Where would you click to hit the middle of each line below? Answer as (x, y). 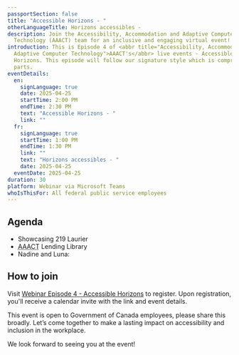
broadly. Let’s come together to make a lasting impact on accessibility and (116, 322)
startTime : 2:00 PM (49, 101)
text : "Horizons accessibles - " (70, 160)
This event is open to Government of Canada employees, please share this (117, 315)
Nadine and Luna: (43, 254)
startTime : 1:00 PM (49, 140)
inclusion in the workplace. (47, 330)
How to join (33, 276)
